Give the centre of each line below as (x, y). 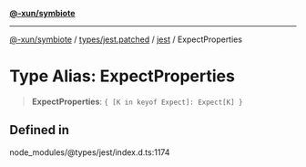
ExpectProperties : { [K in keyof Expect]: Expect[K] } (137, 101)
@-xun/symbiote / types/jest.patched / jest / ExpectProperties (126, 39)
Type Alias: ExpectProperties (122, 76)
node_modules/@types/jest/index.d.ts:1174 (90, 152)
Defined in (40, 130)
